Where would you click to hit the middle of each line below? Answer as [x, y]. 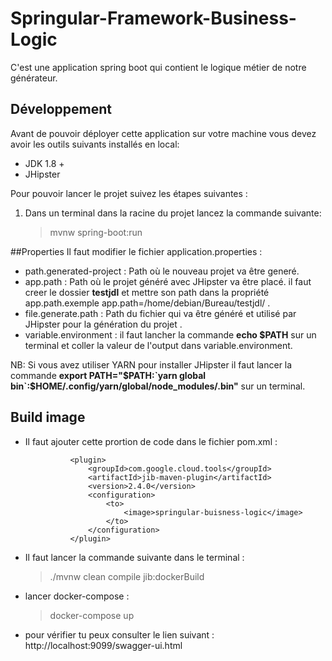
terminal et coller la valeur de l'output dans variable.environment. [158, 345]
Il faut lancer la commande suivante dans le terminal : [134, 557]
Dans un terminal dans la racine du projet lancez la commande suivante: [173, 213]
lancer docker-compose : [77, 596]
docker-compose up [92, 615]
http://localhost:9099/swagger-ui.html [103, 645]
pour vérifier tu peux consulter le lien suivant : [119, 634]
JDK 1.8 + [44, 163]
